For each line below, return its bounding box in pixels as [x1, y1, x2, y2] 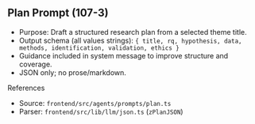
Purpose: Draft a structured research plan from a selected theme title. [18, 27, 247, 36]
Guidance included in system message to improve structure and [18, 51, 229, 60]
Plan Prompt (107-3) [7, 6, 109, 20]
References [7, 83, 45, 92]
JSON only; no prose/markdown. [18, 67, 126, 77]
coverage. [18, 59, 52, 69]
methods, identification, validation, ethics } [18, 43, 180, 52]
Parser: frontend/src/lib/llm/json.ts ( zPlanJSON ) [18, 107, 184, 116]
